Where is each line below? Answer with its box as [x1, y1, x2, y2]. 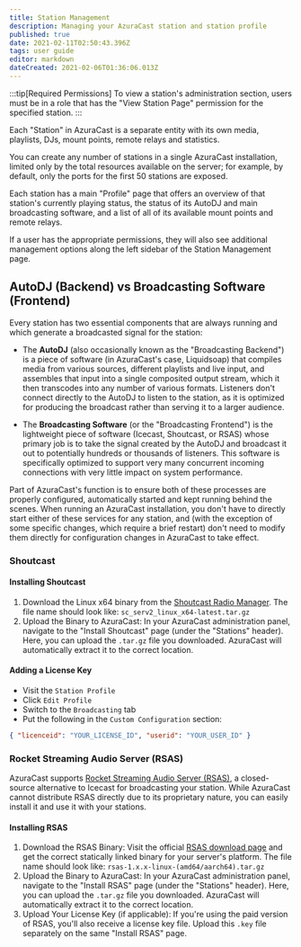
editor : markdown [9, 55, 75, 64]
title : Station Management [9, 13, 111, 22]
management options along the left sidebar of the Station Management [9, 244, 271, 255]
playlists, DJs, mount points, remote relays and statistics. [9, 134, 220, 145]
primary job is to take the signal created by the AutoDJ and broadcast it [22, 438, 288, 449]
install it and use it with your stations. [9, 801, 146, 812]
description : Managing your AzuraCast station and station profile [9, 22, 268, 31]
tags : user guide [9, 47, 75, 56]
